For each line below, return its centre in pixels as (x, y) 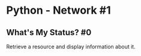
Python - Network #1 (58, 10)
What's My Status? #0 (49, 32)
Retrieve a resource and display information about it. (71, 46)
